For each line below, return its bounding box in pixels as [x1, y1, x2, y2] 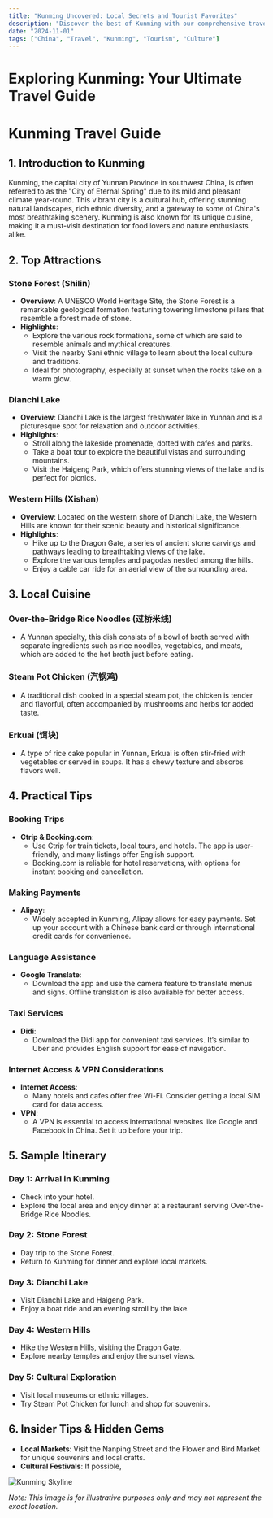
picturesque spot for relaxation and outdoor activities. [19, 421, 201, 431]
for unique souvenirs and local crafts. [19, 1452, 145, 1462]
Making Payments [8, 887, 81, 898]
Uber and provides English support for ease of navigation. [32, 1043, 227, 1053]
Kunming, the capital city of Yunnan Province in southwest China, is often [8, 178, 254, 188]
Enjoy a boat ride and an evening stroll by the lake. [19, 1304, 189, 1314]
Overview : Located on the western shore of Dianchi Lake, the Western [19, 511, 258, 521]
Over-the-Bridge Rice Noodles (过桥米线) [8, 613, 172, 624]
